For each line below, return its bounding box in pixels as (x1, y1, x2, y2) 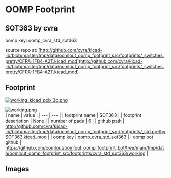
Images (5, 165, 30, 173)
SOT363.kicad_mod (5, 134, 47, 140)
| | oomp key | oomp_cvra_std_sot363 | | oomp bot (47, 134, 154, 140)
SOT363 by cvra (5, 24, 58, 33)
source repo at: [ (5, 47, 40, 53)
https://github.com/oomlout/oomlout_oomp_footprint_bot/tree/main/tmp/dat (5, 144, 164, 151)
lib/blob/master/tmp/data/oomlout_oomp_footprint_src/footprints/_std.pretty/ (5, 128, 166, 134)
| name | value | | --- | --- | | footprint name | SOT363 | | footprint (5, 112, 141, 118)
